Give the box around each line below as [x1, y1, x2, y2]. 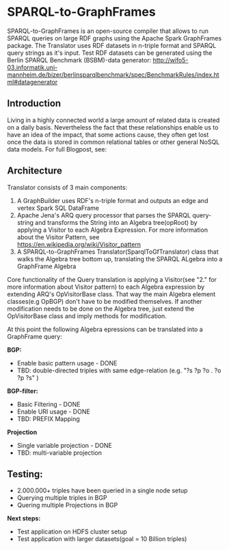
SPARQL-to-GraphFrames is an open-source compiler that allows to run [7, 27, 208, 35]
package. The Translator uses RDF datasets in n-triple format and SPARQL [7, 41, 217, 49]
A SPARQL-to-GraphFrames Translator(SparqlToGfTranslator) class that [16, 248, 219, 256]
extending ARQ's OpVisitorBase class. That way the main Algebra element [7, 289, 216, 298]
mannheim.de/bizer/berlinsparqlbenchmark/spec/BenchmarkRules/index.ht [7, 70, 220, 79]
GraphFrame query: [7, 332, 63, 340]
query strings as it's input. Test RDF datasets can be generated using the [7, 49, 213, 57]
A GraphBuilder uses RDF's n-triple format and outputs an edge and [16, 196, 208, 204]
